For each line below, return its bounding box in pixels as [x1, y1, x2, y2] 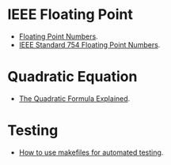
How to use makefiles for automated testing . [18, 148, 164, 157]
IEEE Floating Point [7, 6, 134, 24]
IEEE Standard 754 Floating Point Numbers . [18, 39, 161, 49]
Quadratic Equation [7, 68, 138, 86]
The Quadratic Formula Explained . [18, 93, 131, 103]
